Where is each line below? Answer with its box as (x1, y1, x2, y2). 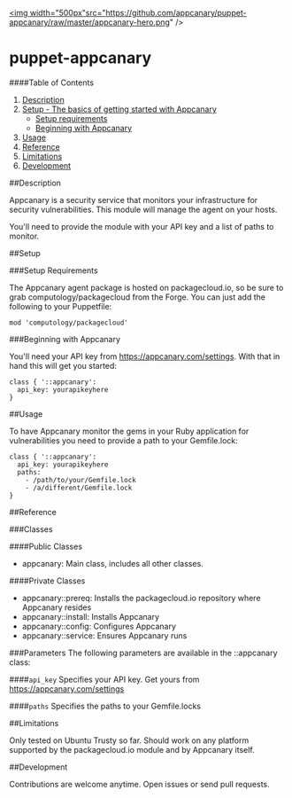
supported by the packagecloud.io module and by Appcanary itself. (9, 744, 255, 755)
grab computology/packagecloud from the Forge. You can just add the (9, 292, 265, 302)
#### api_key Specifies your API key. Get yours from (9, 674, 200, 685)
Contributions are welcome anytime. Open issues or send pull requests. (9, 778, 270, 789)
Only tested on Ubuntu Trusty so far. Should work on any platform (9, 735, 250, 746)
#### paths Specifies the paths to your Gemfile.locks (9, 700, 202, 711)
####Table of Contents (9, 77, 95, 88)
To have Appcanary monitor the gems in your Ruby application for (9, 426, 250, 436)
